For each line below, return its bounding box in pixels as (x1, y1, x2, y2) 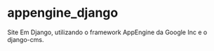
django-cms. (7, 35, 44, 43)
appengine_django (7, 5, 119, 21)
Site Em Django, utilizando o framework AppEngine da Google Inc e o (7, 28, 208, 36)
